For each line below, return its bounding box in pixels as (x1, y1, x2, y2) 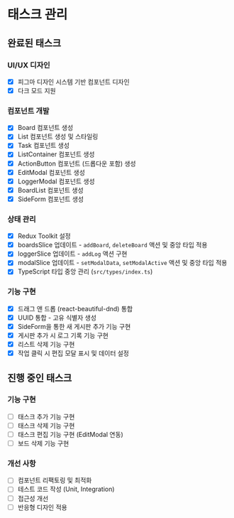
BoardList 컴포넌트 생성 (17, 185, 84, 194)
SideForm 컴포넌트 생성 (17, 195, 84, 203)
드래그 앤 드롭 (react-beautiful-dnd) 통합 (17, 304, 133, 313)
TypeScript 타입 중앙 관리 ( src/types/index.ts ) (17, 267, 153, 276)
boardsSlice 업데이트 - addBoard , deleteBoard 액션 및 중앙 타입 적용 (17, 241, 208, 249)
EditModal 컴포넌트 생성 (17, 168, 85, 176)
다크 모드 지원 (17, 86, 56, 95)
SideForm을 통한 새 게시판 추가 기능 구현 (17, 322, 131, 330)
